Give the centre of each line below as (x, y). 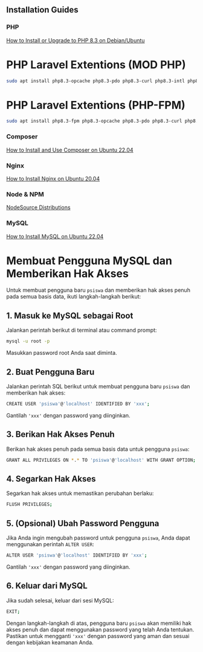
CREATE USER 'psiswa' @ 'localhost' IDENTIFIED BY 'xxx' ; (78, 404)
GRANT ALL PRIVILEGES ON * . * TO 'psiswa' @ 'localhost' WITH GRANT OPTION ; (101, 460)
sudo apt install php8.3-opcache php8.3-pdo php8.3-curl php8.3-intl (96, 81)
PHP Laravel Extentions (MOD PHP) (96, 64)
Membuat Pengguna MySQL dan (89, 261)
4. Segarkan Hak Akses (51, 479)
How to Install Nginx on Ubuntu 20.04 (53, 178)
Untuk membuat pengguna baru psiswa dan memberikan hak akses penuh (98, 290)
